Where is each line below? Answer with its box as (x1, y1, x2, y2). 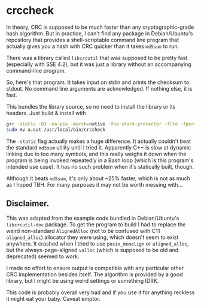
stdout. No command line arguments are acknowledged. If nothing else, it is (6, 85, 193, 92)
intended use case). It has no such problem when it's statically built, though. (6, 163, 194, 170)
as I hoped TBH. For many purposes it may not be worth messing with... (6, 181, 183, 188)
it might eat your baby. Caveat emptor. (6, 295, 100, 302)
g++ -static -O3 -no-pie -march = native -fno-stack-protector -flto (6, 121, 178, 127)
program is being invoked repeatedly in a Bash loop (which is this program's (6, 157, 194, 164)
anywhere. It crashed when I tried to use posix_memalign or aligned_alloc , (6, 240, 190, 247)
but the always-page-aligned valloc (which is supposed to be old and (6, 246, 179, 253)
